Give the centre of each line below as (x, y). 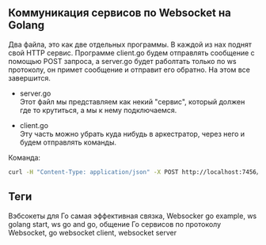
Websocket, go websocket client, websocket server (92, 232)
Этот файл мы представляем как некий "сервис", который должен (132, 101)
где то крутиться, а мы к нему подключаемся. (98, 110)
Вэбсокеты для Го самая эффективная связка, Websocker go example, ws (133, 216)
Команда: (25, 157)
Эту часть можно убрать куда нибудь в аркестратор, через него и (132, 134)
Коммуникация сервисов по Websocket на (120, 13)
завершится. (30, 77)
